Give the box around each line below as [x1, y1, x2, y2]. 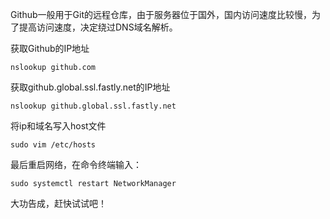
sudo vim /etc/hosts [10, 140, 97, 150]
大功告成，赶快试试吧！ [10, 198, 107, 209]
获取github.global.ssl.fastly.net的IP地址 [10, 81, 171, 93]
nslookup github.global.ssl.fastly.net [10, 101, 177, 111]
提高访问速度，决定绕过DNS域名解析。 [18, 21, 178, 33]
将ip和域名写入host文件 [10, 120, 107, 132]
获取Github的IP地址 [10, 43, 90, 54]
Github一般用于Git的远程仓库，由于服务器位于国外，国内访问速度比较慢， [10, 9, 312, 20]
